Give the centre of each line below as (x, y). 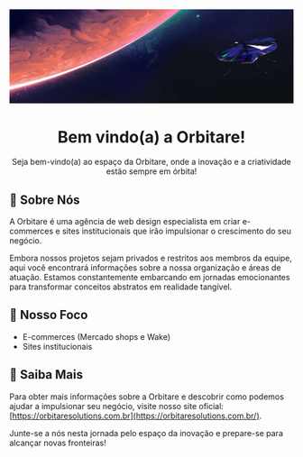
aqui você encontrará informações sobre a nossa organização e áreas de (145, 268)
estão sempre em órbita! (151, 171)
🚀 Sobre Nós (45, 200)
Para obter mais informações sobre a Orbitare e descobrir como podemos (147, 397)
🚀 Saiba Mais (46, 375)
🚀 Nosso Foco (49, 315)
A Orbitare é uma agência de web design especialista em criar (125, 222)
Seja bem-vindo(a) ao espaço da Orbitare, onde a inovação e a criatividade (151, 162)
